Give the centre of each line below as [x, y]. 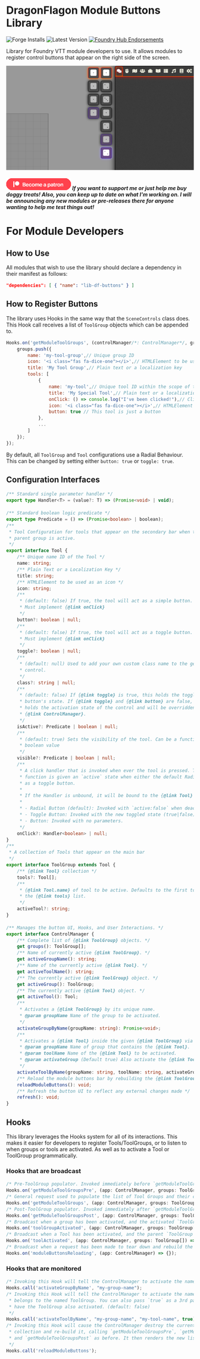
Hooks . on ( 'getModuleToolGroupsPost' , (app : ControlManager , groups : [93, 1215]
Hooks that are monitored [44, 1268]
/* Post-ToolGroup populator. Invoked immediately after [78, 1209]
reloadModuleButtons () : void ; [54, 1085]
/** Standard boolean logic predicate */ [58, 513]
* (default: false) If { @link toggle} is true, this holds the [99, 695]
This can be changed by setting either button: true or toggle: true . [90, 461]
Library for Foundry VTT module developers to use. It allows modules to [94, 51]
